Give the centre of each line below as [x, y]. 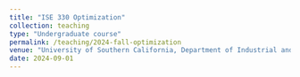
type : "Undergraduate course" [66, 34]
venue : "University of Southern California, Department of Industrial [143, 50]
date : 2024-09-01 [42, 58]
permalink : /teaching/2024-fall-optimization [95, 42]
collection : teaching [50, 26]
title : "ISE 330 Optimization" [67, 17]
